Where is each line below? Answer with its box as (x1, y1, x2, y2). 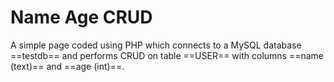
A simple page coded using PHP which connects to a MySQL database (10, 39, 302, 51)
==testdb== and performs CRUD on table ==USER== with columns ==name (10, 49, 325, 61)
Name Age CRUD (10, 6, 153, 29)
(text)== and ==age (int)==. (10, 60, 125, 72)
